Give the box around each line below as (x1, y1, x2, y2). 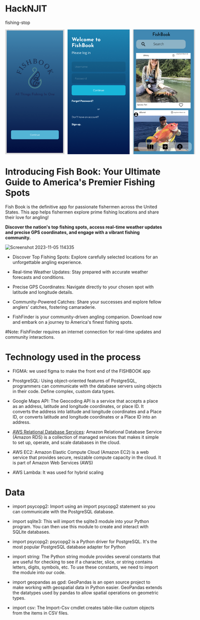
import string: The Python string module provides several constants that (12, 553, 161, 559)
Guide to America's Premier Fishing (5, 177, 156, 188)
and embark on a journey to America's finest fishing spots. (12, 319, 133, 325)
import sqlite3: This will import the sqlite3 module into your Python (12, 518, 149, 524)
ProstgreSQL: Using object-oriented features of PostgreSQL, (12, 378, 137, 384)
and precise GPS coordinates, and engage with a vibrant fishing (5, 229, 140, 235)
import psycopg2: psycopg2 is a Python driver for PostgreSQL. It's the (12, 538, 157, 544)
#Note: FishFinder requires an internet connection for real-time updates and (5, 329, 161, 335)
